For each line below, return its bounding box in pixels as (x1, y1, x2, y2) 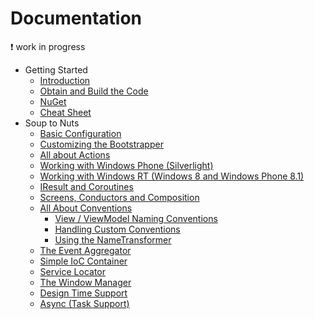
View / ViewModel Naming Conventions (54, 212, 218, 224)
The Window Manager (39, 276, 132, 288)
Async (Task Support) (39, 297, 130, 309)
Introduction (39, 74, 91, 86)
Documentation (10, 7, 143, 30)
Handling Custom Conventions (54, 223, 181, 235)
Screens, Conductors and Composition (39, 191, 200, 203)
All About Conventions (39, 202, 133, 214)
